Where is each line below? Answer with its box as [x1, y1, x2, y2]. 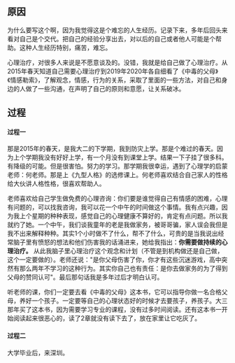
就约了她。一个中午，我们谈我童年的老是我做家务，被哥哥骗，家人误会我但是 [7, 220, 228, 229]
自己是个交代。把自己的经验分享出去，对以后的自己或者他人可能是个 [19, 34, 215, 43]
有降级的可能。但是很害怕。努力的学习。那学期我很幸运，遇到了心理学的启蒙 [7, 162, 228, 171]
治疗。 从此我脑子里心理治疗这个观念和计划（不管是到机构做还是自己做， [13, 247, 224, 255]
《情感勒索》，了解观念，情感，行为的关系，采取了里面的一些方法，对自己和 [7, 76, 222, 84]
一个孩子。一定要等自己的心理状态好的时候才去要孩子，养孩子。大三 [31, 297, 228, 305]
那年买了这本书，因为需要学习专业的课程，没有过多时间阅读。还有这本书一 [7, 306, 222, 314]
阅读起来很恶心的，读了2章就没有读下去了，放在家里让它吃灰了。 [13, 314, 201, 322]
